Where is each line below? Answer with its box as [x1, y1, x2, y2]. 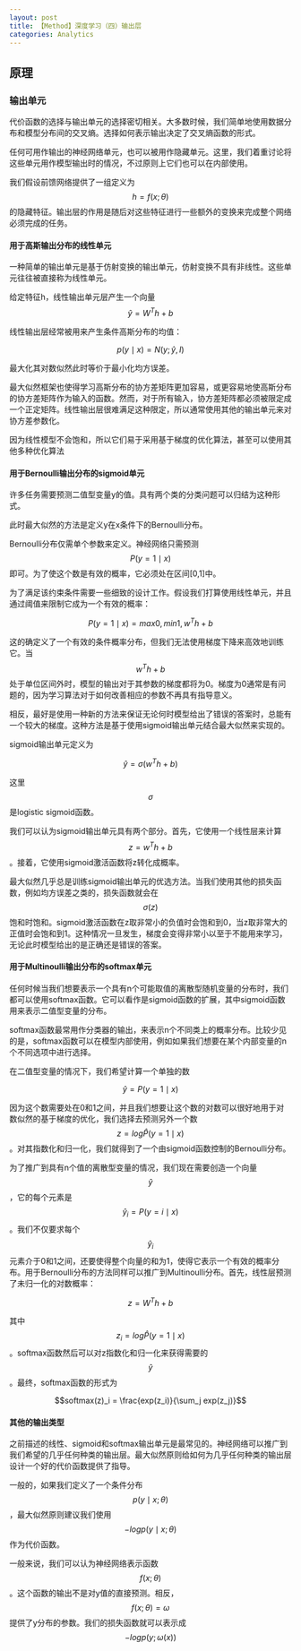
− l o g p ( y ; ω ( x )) [124, 1632, 177, 1643]
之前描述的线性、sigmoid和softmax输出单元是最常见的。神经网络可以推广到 [9, 1439, 288, 1449]
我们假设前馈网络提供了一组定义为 [9, 176, 135, 188]
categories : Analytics [9, 30, 94, 39]
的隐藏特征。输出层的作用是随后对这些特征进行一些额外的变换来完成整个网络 [9, 207, 292, 218]
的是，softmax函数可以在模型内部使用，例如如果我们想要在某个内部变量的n [9, 1036, 288, 1046]
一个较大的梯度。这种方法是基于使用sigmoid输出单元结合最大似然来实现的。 [9, 720, 289, 731]
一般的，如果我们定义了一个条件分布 [9, 1480, 143, 1491]
